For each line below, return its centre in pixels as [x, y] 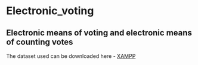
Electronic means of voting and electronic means [99, 33]
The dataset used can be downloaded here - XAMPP [71, 56]
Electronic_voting [50, 11]
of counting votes [40, 42]
